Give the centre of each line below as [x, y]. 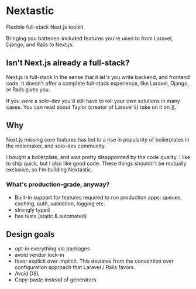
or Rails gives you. [28, 90]
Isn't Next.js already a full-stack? [68, 63]
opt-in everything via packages [52, 248]
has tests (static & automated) [51, 216]
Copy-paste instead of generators [55, 280]
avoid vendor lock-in [39, 254]
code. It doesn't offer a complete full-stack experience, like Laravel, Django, [97, 83]
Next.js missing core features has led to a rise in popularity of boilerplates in [98, 139]
